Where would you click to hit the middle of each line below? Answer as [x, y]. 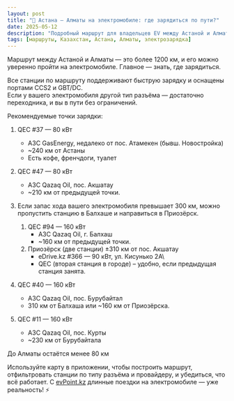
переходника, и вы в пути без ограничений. [72, 103]
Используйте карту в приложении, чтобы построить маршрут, [100, 368]
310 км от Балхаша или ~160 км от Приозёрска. [99, 306]
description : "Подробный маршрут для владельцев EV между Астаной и [109, 33]
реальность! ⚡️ [29, 390]
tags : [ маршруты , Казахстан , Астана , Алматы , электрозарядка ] [99, 40]
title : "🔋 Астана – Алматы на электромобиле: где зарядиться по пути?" [113, 20]
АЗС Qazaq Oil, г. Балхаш [75, 234]
